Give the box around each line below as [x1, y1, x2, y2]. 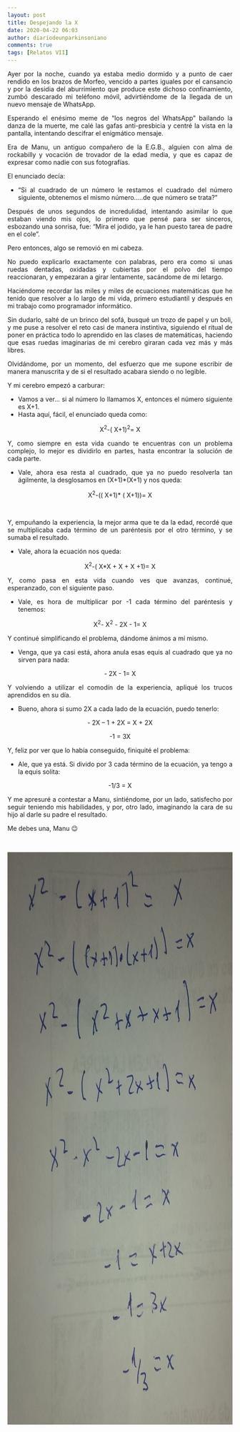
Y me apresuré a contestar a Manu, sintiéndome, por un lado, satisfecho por [7, 795, 233, 803]
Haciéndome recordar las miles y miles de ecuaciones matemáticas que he [7, 286, 233, 295]
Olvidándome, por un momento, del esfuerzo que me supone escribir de [7, 360, 233, 368]
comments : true [7, 41, 53, 49]
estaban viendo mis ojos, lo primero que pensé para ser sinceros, [7, 215, 233, 223]
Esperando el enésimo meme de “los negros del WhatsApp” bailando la [7, 114, 233, 122]
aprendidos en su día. [7, 690, 71, 699]
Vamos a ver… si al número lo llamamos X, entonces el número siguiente [17, 395, 233, 403]
